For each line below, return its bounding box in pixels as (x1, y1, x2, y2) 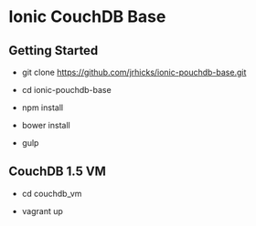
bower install (21, 120, 70, 130)
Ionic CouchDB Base (8, 6, 166, 27)
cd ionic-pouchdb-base (21, 85, 112, 95)
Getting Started (8, 43, 99, 58)
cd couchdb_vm (21, 188, 82, 199)
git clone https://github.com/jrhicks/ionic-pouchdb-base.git (21, 67, 247, 77)
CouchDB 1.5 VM (8, 164, 107, 180)
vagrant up (21, 205, 63, 216)
